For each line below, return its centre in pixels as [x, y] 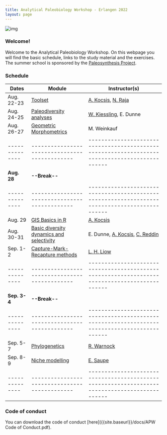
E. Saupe [99, 360]
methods [67, 255]
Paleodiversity [48, 111]
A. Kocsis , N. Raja [109, 100]
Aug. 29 [17, 220]
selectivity [43, 241]
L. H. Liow [100, 252]
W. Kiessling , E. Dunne [114, 114]
